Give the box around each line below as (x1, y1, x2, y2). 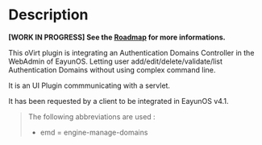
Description (8, 6, 89, 24)
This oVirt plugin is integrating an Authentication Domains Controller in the (8, 48, 255, 57)
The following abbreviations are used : (27, 111, 156, 122)
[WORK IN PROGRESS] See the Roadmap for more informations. (8, 32, 226, 42)
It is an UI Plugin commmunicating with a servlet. (8, 81, 171, 90)
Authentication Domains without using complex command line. (8, 64, 216, 74)
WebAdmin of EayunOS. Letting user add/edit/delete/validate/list (8, 56, 223, 66)
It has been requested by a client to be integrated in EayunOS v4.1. (8, 96, 229, 106)
